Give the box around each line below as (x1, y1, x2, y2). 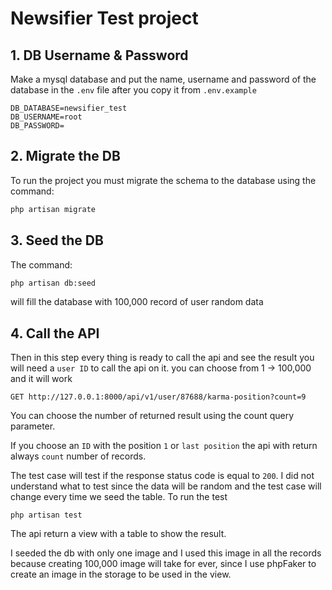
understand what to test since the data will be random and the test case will (10, 480, 322, 492)
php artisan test (10, 510, 83, 521)
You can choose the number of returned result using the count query (10, 410, 295, 422)
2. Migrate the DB (10, 148, 121, 165)
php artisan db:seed (10, 278, 97, 288)
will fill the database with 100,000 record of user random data (10, 296, 264, 308)
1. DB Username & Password (10, 47, 189, 64)
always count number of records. (10, 450, 147, 462)
